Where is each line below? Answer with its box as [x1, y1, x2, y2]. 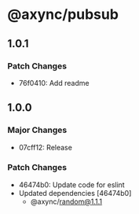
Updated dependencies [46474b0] [18, 188, 132, 197]
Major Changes [7, 124, 68, 135]
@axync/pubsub [7, 6, 119, 24]
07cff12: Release [18, 142, 72, 152]
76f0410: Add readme [18, 78, 90, 87]
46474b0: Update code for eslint [18, 179, 125, 190]
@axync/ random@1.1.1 [30, 197, 103, 206]
